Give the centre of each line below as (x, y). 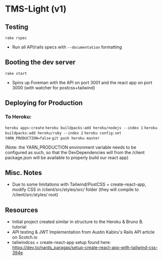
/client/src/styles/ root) (35, 195)
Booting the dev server (41, 62)
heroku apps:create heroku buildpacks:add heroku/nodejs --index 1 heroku (81, 128)
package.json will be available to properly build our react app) (67, 157)
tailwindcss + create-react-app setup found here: (61, 243)
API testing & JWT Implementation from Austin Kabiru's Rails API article (83, 232)
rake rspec (16, 38)
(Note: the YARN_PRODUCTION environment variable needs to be (71, 147)
